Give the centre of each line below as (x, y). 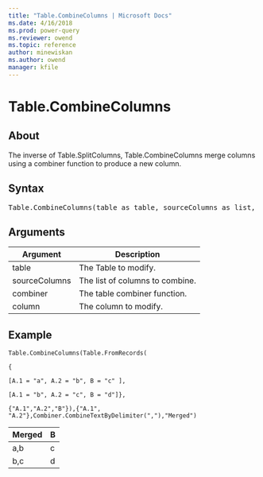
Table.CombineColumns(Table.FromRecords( (78, 353)
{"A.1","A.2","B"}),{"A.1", (55, 409)
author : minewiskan (41, 52)
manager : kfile (33, 68)
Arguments (37, 232)
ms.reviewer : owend (41, 38)
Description (137, 254)
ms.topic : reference (43, 45)
